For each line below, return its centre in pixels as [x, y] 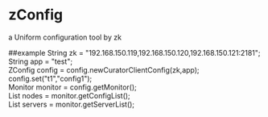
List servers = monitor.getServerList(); [72, 104]
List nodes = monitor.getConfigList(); [69, 95]
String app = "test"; [41, 61]
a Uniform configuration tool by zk [65, 37]
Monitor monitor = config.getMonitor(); [72, 87]
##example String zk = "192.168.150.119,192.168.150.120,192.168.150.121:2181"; [134, 52]
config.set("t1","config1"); [50, 78]
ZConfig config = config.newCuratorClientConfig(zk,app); [104, 69]
